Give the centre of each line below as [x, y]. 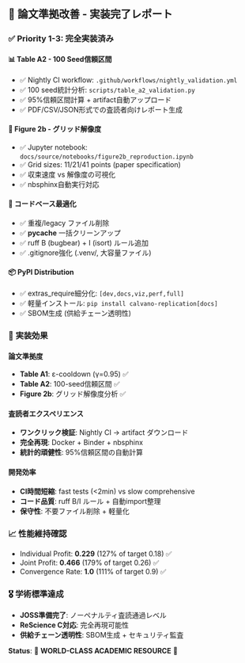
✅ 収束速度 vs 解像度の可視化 [68, 174]
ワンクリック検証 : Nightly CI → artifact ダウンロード [104, 432]
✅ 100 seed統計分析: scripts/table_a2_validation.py [107, 90]
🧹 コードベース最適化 [42, 204]
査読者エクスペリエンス [46, 413]
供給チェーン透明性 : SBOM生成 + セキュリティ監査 [102, 635]
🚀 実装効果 [28, 336]
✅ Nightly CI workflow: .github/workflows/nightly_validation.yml [128, 80]
